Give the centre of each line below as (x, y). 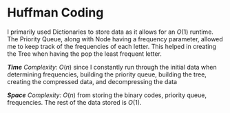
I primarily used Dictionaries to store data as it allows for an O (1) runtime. (110, 32)
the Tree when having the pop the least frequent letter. (84, 54)
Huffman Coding (55, 13)
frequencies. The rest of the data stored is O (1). (74, 102)
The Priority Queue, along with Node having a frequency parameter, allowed (115, 39)
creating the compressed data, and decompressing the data (92, 81)
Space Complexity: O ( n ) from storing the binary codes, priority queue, (107, 95)
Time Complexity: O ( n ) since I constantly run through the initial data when (112, 67)
